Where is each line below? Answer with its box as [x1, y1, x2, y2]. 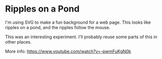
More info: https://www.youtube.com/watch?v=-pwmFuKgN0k [5, 48, 132, 54]
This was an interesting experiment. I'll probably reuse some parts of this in [5, 34, 158, 40]
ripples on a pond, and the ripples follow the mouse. [5, 24, 110, 30]
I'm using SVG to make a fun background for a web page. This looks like [5, 19, 151, 25]
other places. [5, 39, 32, 44]
